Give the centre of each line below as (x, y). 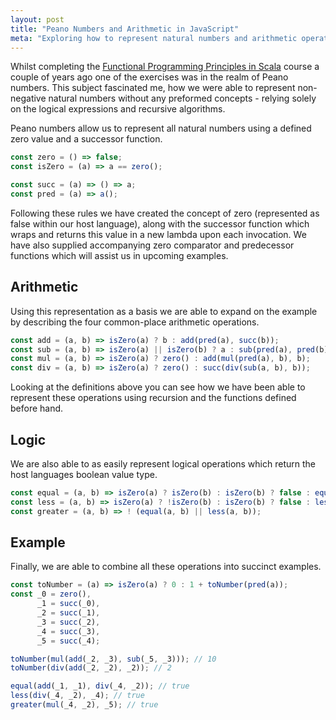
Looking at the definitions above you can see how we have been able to (158, 387)
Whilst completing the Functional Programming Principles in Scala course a (165, 67)
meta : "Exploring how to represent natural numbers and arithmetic (154, 38)
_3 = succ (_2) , (68, 622)
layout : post (37, 19)
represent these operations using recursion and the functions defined (153, 398)
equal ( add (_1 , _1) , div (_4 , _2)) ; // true (100, 686)
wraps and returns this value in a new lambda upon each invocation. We (158, 234)
